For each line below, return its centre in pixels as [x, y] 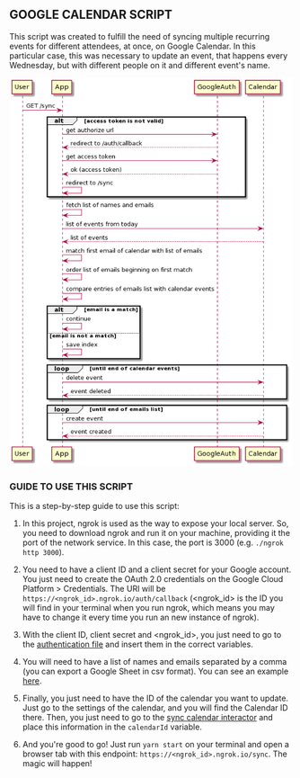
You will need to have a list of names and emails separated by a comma [154, 662]
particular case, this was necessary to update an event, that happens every [149, 55]
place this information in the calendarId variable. [112, 727]
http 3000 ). [43, 552]
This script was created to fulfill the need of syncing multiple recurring [140, 36]
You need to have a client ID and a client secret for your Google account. [157, 569]
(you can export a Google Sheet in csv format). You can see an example [155, 671]
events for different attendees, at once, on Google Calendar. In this [132, 46]
